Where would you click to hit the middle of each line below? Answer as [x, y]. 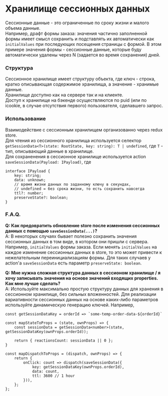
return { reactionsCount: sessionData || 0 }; [64, 341]
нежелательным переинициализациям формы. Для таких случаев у [78, 257]
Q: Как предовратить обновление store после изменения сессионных [82, 225]
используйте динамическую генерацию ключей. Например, [70, 305]
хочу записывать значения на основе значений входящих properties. [82, 278]
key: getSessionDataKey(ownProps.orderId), [78, 367]
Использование [26, 119]
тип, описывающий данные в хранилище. [50, 151]
